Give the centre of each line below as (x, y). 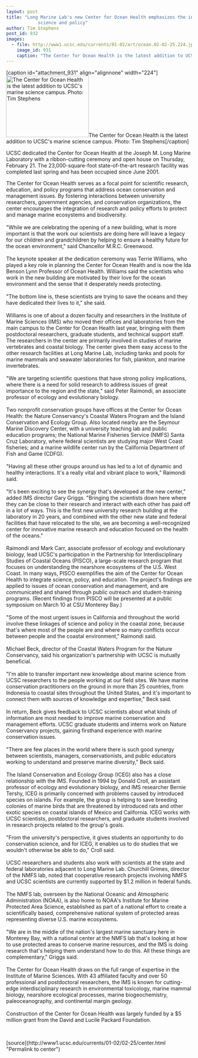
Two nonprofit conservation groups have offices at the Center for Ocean (94, 410)
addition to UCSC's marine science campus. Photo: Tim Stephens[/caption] (98, 141)
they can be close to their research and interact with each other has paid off (98, 504)
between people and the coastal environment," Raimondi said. (81, 636)
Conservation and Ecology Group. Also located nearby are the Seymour (93, 422)
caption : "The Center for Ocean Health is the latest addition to (100, 56)
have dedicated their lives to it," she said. (56, 303)
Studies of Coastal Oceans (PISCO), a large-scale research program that (94, 561)
